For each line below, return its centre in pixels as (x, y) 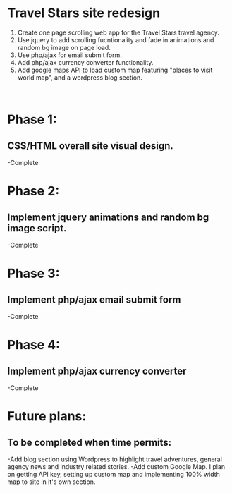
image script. (37, 228)
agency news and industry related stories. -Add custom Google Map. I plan (116, 466)
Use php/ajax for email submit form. (69, 55)
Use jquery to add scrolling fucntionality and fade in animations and (116, 39)
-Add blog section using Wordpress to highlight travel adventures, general (115, 459)
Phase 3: (33, 274)
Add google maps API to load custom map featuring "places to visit (115, 70)
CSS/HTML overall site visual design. (91, 146)
